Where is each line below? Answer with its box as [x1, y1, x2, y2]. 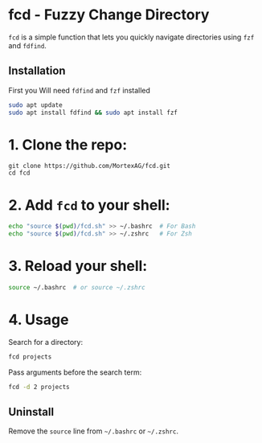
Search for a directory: [8, 337, 83, 347]
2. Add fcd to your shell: [8, 195, 170, 214]
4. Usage [8, 311, 69, 329]
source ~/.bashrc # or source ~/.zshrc [8, 284, 146, 292]
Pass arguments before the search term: [8, 367, 142, 377]
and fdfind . [8, 40, 47, 50]
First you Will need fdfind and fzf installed [8, 85, 151, 95]
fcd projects [8, 352, 52, 361]
